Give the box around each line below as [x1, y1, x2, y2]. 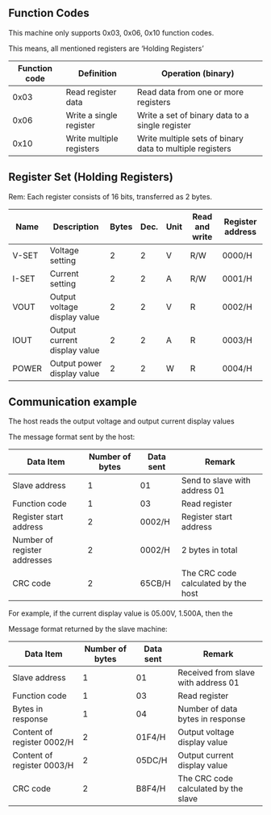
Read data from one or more [136, 86, 244, 98]
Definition [77, 68, 117, 79]
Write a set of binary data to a [136, 109, 249, 120]
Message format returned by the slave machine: [8, 625, 168, 634]
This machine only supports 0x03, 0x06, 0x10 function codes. [8, 27, 215, 37]
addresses [12, 554, 52, 566]
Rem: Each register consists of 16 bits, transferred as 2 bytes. [8, 191, 212, 201]
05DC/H [135, 754, 168, 766]
